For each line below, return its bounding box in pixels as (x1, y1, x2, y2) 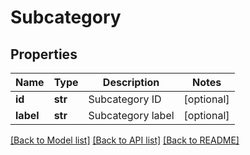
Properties (10, 46, 78, 63)
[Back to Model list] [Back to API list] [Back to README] (10, 134, 240, 146)
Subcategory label (88, 109, 175, 122)
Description (102, 76, 160, 89)
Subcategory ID (88, 92, 162, 106)
